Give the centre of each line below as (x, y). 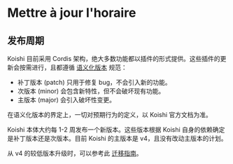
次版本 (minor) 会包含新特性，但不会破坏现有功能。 (91, 91)
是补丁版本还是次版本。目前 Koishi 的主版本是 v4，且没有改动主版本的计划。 (117, 138)
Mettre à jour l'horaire (72, 13)
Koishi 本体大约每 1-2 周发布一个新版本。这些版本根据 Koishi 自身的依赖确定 (116, 130)
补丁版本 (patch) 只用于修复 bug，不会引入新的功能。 (94, 82)
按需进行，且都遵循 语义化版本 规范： (73, 67)
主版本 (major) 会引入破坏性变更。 (66, 100)
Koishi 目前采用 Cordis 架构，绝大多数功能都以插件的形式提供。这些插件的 (114, 59)
